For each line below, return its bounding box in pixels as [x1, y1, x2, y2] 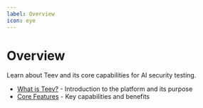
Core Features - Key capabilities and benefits [16, 92, 150, 101]
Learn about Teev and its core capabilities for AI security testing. [6, 71, 197, 80]
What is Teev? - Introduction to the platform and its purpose [16, 85, 193, 93]
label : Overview [6, 10, 55, 18]
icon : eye [6, 17, 36, 24]
